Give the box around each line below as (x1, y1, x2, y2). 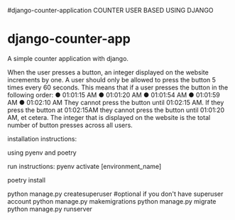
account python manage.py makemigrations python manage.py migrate (7, 197, 217, 205)
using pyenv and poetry (7, 148, 77, 157)
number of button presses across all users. (7, 121, 133, 129)
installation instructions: (7, 134, 77, 143)
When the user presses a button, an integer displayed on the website (7, 67, 209, 77)
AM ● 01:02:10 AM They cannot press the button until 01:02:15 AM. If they (7, 98, 224, 106)
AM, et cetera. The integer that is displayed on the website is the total (7, 113, 211, 121)
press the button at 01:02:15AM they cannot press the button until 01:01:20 (7, 106, 225, 114)
